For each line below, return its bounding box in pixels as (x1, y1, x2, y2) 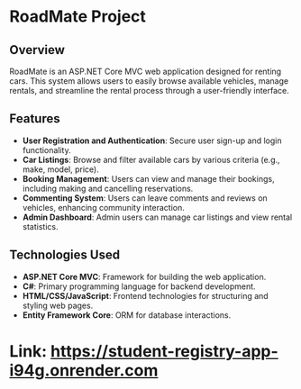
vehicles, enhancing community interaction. (22, 202, 185, 213)
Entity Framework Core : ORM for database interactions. (22, 309, 232, 321)
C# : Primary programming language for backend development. (22, 281, 256, 292)
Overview (9, 42, 66, 58)
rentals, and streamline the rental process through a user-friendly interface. (9, 86, 290, 95)
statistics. (22, 221, 59, 231)
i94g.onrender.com (9, 360, 159, 380)
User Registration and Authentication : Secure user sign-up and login (22, 135, 282, 146)
